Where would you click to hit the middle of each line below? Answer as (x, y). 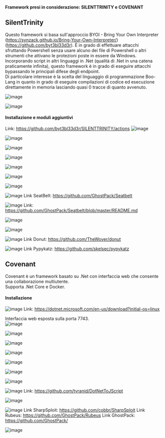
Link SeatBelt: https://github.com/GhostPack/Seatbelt (78, 196)
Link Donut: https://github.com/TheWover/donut (72, 239)
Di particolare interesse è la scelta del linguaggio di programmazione (75, 77)
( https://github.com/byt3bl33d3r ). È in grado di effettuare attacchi (72, 45)
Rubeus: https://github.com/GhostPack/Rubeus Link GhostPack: (70, 415)
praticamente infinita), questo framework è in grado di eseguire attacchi (78, 66)
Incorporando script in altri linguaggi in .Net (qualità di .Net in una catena (79, 61)
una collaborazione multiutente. (37, 281)
